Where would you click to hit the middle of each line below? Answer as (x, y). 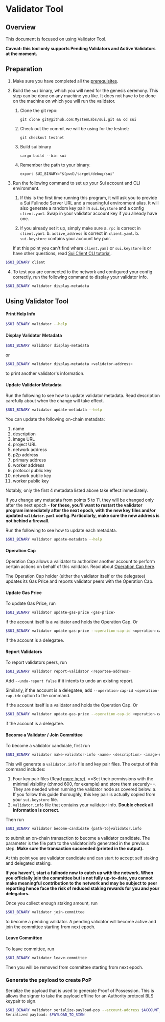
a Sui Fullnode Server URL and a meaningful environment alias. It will (89, 203)
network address (30, 450)
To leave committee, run (30, 949)
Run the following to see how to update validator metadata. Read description (83, 396)
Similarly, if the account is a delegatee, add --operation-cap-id (70, 690)
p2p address (25, 455)
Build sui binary (35, 146)
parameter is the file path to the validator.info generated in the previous (77, 843)
